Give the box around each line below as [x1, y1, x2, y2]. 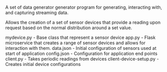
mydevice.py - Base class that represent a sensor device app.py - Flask [5, 35, 156, 40]
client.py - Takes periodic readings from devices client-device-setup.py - [5, 56, 159, 62]
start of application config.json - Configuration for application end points [5, 50, 158, 56]
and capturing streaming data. [5, 10, 69, 16]
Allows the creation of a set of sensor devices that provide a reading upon [5, 20, 161, 25]
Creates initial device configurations [5, 61, 81, 67]
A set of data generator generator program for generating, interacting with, [5, 5, 162, 10]
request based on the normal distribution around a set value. [5, 25, 132, 31]
